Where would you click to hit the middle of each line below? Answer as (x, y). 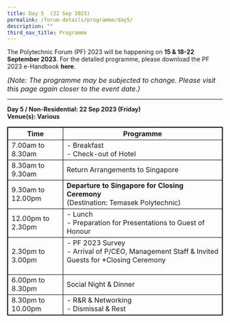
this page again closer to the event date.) (74, 89)
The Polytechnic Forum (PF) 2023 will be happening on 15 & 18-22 (101, 52)
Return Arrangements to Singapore (123, 170)
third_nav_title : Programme (47, 33)
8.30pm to (28, 300)
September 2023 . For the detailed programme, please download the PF (108, 60)
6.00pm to (28, 280)
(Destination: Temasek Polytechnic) (124, 203)
